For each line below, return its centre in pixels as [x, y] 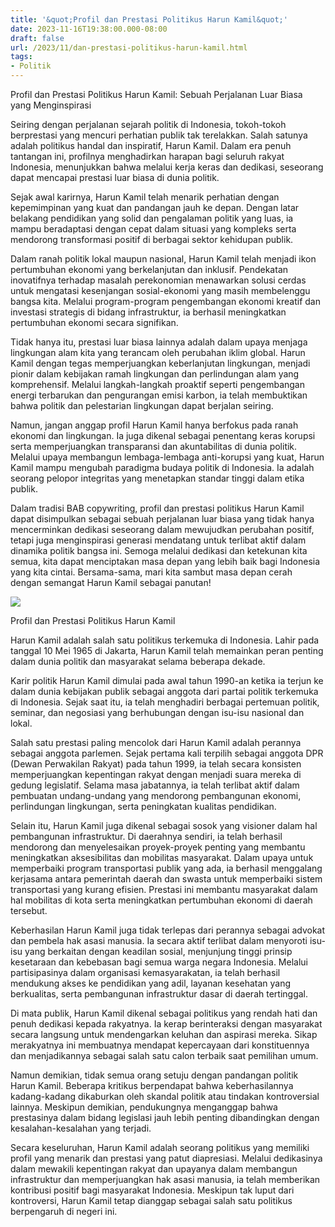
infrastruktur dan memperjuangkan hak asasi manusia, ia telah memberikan [165, 1179]
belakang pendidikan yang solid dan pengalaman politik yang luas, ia [152, 218]
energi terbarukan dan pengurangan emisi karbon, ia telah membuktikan [159, 395]
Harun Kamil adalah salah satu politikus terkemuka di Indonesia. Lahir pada [165, 640]
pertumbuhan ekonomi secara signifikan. [94, 322]
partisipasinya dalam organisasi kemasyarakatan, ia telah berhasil [145, 972]
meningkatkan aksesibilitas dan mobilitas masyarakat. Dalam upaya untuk [162, 857]
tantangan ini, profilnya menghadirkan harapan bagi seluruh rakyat [147, 156]
